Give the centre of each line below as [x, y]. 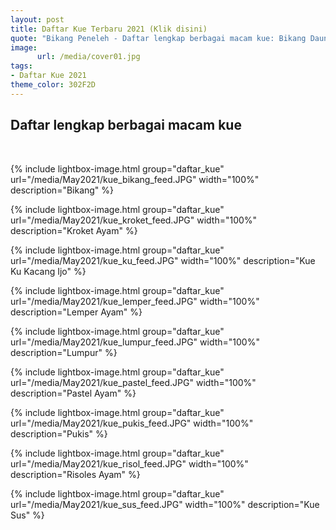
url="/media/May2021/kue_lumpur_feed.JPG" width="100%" [135, 342]
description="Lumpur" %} [64, 352]
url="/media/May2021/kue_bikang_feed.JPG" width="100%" [135, 179]
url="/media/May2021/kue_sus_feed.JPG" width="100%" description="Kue [165, 504]
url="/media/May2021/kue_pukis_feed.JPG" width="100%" [132, 423]
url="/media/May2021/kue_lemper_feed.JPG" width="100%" [135, 301]
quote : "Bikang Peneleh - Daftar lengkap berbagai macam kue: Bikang [158, 38]
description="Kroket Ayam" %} [74, 230]
